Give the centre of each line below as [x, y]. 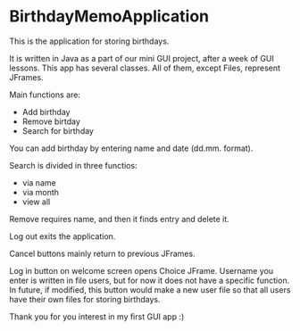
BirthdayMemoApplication [109, 17]
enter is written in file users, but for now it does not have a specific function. [150, 280]
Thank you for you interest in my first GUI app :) [97, 316]
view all [36, 202]
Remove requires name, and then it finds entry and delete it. [119, 219]
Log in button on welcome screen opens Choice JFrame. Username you [142, 270]
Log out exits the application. [62, 236]
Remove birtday [51, 121]
